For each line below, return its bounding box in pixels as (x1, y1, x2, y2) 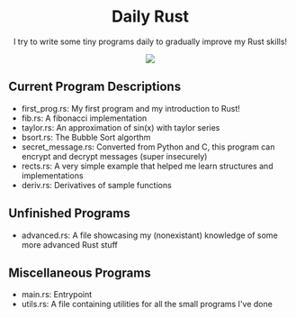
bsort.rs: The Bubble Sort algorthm (21, 132, 151, 142)
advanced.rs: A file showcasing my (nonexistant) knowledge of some (21, 230, 278, 241)
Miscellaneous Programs (8, 265, 151, 280)
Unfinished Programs (8, 205, 131, 222)
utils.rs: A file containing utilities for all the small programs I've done (21, 299, 274, 310)
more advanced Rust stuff (21, 239, 118, 250)
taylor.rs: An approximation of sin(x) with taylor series (21, 122, 220, 132)
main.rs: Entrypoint (21, 289, 93, 300)
